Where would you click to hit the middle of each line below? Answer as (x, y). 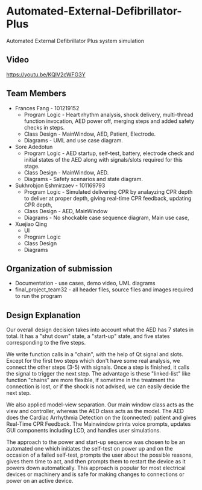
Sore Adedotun (34, 147)
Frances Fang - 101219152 (47, 108)
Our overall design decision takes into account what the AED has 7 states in (100, 330)
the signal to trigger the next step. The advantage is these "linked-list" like (99, 374)
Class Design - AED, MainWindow (66, 211)
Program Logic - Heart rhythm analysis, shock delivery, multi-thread (109, 114)
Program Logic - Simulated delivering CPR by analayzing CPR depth (108, 191)
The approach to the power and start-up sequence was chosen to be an (96, 442)
